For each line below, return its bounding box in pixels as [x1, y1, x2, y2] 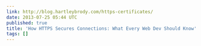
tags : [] [6, 31, 29, 37]
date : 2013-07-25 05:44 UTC [6, 14, 78, 20]
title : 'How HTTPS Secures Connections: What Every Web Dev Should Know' [6, 25, 197, 32]
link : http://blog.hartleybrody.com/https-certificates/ [6, 8, 154, 15]
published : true [6, 20, 47, 26]
